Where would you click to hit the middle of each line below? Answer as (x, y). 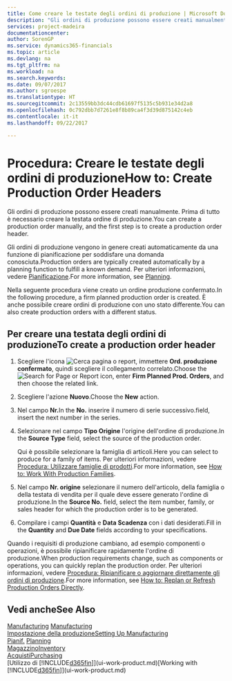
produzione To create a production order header (112, 344)
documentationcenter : (38, 33)
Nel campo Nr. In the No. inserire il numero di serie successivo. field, (114, 410)
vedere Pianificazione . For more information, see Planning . (89, 277)
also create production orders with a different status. (82, 312)
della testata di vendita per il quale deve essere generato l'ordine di (113, 495)
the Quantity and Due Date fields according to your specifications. (112, 530)
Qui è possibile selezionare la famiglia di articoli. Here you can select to (118, 452)
